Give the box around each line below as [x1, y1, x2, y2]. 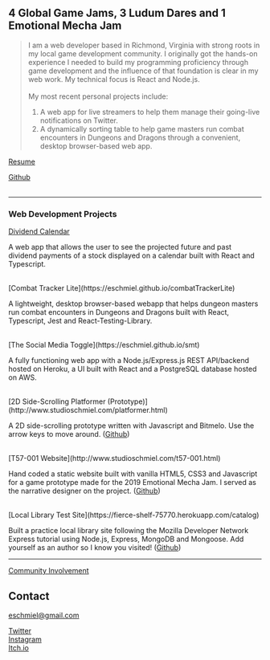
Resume [8, 157, 36, 166]
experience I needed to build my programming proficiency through [27, 57, 249, 67]
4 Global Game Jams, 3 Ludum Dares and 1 [8, 6, 227, 20]
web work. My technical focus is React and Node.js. [27, 74, 200, 84]
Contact [8, 589, 50, 603]
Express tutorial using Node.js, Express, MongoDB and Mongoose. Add [8, 534, 244, 544]
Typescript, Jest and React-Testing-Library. [8, 316, 153, 326]
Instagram [8, 634, 42, 644]
